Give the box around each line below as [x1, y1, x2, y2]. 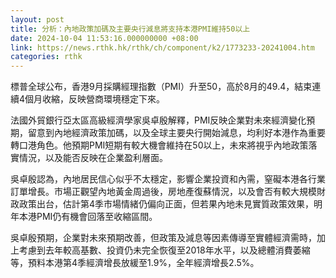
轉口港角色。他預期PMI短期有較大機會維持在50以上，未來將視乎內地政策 [10, 139, 309, 151]
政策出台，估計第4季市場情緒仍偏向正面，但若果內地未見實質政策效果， [18, 198, 315, 210]
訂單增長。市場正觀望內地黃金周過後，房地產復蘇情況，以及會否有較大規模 [10, 186, 317, 198]
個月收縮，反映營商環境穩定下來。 [24, 93, 166, 105]
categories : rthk [10, 52, 83, 62]
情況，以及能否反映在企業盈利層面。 [18, 152, 168, 164]
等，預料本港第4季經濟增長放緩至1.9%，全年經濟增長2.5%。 [10, 257, 260, 269]
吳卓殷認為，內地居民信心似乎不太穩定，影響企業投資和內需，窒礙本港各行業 [10, 173, 326, 185]
